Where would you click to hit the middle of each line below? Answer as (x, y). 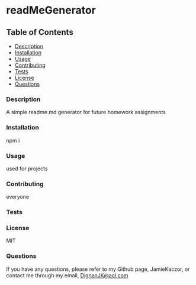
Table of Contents (40, 32)
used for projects (27, 169)
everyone (18, 197)
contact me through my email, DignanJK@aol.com (67, 275)
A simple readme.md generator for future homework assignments (86, 112)
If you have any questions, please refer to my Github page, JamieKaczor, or (98, 269)
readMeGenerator (51, 10)
